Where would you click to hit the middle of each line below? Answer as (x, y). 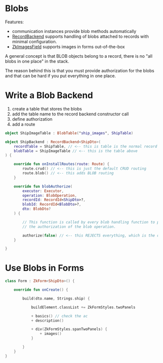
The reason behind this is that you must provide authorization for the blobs (80, 70)
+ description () (47, 320)
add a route (24, 124)
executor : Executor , (43, 191)
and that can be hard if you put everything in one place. (61, 76)
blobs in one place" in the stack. (37, 61)
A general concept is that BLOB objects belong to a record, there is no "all (79, 56)
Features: (15, 22)
